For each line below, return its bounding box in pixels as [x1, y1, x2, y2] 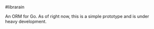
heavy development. [5, 19, 47, 24]
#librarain [5, 4, 25, 10]
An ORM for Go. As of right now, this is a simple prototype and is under [5, 14, 150, 19]
